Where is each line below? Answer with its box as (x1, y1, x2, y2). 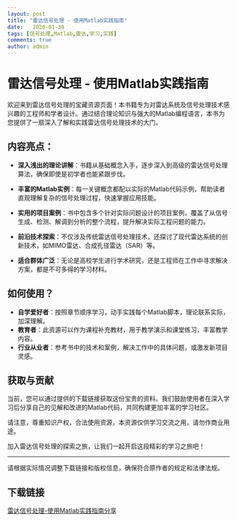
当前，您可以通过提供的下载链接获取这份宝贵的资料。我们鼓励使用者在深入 (7, 395, 224, 403)
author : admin (7, 43, 49, 50)
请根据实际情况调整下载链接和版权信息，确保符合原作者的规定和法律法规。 (7, 464, 224, 472)
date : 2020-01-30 (7, 23, 65, 30)
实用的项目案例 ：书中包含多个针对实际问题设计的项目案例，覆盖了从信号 (17, 208, 228, 217)
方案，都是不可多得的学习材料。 (17, 265, 111, 273)
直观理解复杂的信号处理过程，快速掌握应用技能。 (17, 193, 160, 202)
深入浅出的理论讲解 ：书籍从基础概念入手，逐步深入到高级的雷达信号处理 (17, 160, 228, 169)
